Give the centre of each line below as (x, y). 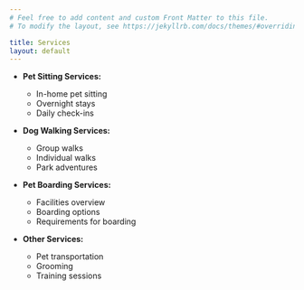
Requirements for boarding (86, 221)
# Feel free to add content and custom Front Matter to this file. (139, 18)
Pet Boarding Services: (66, 185)
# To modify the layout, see (64, 26)
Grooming (55, 267)
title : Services (40, 42)
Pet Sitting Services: (62, 77)
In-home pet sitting (71, 94)
